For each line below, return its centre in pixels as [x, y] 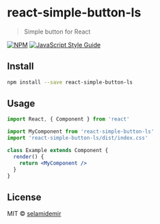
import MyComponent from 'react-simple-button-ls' [81, 132]
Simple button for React [57, 32]
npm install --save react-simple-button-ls [70, 82]
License [24, 197]
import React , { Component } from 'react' [68, 119]
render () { [29, 157]
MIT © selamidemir [34, 214]
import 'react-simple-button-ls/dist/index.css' [78, 138]
